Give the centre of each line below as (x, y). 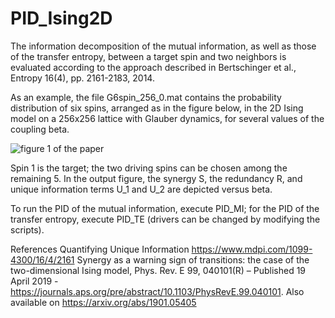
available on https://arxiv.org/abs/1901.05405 (103, 302)
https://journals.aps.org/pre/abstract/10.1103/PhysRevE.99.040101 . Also (157, 291)
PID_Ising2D (61, 18)
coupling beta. (40, 129)
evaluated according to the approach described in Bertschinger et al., (153, 67)
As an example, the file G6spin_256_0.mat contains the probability (146, 97)
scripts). (27, 229)
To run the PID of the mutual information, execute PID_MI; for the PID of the (165, 208)
